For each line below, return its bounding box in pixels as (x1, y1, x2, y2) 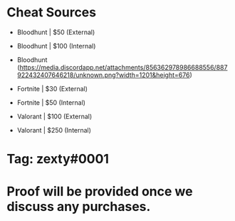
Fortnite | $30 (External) (16, 84, 88, 93)
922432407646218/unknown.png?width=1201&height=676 (16, 71, 190, 79)
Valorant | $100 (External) (16, 112, 93, 120)
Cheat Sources (6, 4, 97, 21)
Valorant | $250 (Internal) (16, 125, 92, 134)
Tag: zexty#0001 (6, 151, 110, 168)
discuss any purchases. (6, 199, 151, 215)
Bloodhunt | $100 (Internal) (16, 41, 96, 50)
